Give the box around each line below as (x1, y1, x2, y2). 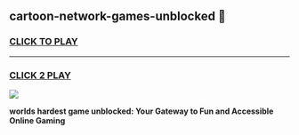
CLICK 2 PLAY (9, 68, 71, 81)
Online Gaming (9, 115, 66, 125)
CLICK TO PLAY (9, 36, 78, 48)
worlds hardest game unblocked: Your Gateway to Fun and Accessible (9, 106, 274, 116)
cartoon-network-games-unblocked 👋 (9, 9, 226, 24)
